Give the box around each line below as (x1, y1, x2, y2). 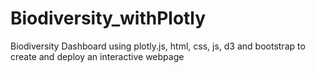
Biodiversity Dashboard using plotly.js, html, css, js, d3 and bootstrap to (10, 40, 306, 52)
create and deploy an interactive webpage (10, 50, 185, 62)
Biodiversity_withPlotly (10, 7, 207, 30)
